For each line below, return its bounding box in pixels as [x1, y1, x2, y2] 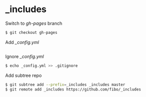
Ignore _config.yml [5, 53, 44, 59]
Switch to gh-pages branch [5, 20, 62, 26]
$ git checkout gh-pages [5, 30, 58, 35]
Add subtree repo [5, 72, 42, 78]
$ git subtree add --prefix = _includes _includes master [5, 82, 125, 87]
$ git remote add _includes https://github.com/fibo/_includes [5, 87, 141, 92]
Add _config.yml [5, 39, 39, 45]
